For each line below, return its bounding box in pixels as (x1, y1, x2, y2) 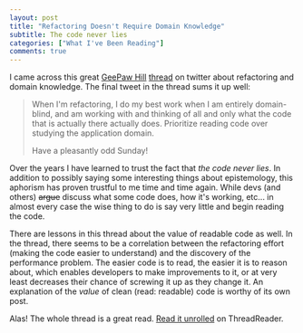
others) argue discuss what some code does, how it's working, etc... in (9, 192, 274, 203)
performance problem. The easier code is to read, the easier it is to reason (9, 257, 288, 268)
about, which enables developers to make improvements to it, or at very (9, 267, 278, 278)
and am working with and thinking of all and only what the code (54, 109, 292, 119)
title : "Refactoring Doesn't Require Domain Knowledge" (9, 22, 225, 31)
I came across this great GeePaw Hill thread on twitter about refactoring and (9, 71, 295, 82)
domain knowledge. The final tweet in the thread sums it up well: (9, 81, 251, 92)
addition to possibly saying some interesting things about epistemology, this (9, 173, 293, 184)
